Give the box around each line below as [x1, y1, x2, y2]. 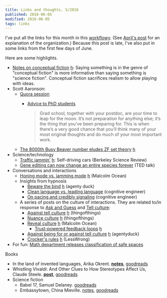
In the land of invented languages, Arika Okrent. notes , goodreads [12, 261, 148, 267]
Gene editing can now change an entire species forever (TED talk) [19, 162, 155, 168]
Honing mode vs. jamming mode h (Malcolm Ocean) [19, 173, 127, 179]
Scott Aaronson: [12, 86, 46, 92]
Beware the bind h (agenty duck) [27, 184, 95, 190]
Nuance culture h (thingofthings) [27, 215, 94, 221]
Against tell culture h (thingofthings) [27, 210, 101, 216]
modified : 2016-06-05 [5, 16, 50, 21]
